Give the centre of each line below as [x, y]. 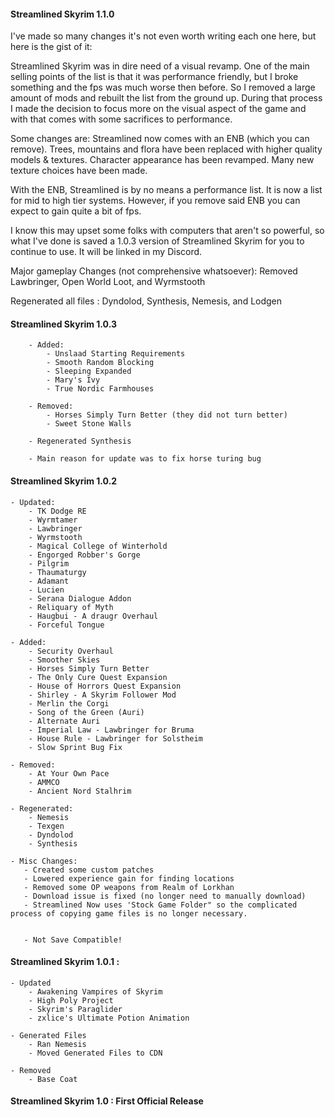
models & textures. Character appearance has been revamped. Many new [162, 160]
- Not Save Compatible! [73, 940]
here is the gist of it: [51, 47]
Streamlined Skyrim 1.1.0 [62, 14]
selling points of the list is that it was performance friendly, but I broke [154, 77]
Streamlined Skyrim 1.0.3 [64, 324]
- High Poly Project [71, 1000]
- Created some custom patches [89, 870]
